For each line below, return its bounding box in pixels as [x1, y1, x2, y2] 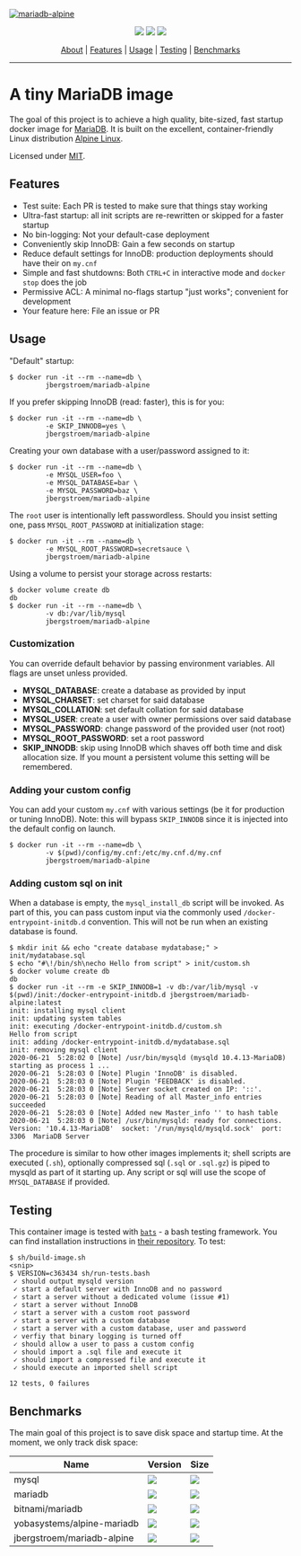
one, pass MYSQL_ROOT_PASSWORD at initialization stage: [9, 519, 204, 530]
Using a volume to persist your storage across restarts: [9, 568, 212, 579]
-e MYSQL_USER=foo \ [45, 470, 123, 480]
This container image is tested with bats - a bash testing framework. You [9, 1226, 278, 1237]
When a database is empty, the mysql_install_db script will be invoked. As [9, 897, 285, 908]
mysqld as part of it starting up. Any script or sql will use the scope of [9, 1167, 266, 1178]
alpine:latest [9, 998, 63, 1008]
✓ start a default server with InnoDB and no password [13, 1285, 222, 1294]
